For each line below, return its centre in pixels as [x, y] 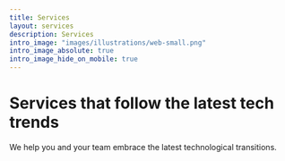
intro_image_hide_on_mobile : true [74, 59]
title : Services [39, 17]
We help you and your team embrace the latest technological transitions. [143, 147]
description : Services [52, 34]
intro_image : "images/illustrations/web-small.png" [108, 42]
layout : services [42, 26]
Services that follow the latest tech [142, 103]
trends [35, 123]
